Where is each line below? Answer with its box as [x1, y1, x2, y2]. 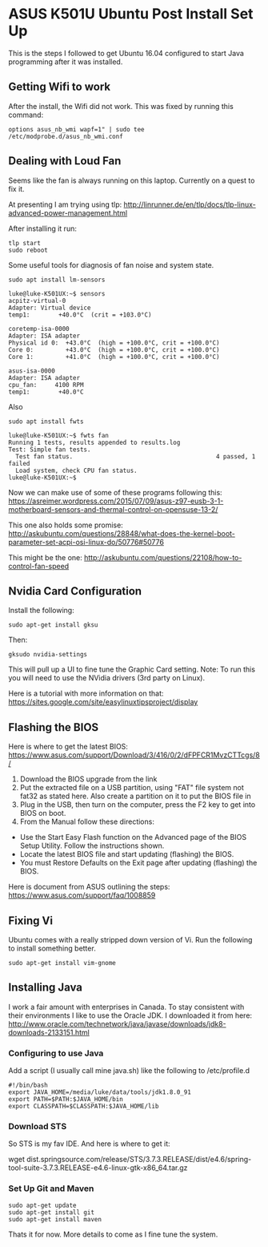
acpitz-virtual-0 [8, 297, 66, 305]
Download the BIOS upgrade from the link [19, 774, 158, 784]
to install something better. [8, 943, 96, 953]
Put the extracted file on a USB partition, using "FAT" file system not [19, 783, 244, 793]
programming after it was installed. [8, 57, 123, 67]
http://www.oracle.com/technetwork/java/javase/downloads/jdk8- [8, 1019, 226, 1028]
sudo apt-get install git [8, 1208, 94, 1217]
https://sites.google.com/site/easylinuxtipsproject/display [8, 697, 198, 707]
